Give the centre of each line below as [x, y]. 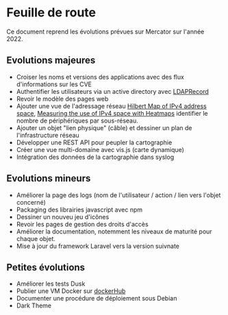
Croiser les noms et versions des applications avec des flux [100, 77]
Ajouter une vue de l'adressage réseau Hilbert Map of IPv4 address [111, 106]
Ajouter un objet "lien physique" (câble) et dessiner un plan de [104, 127]
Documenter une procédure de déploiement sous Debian [97, 299]
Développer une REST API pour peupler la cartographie [94, 142]
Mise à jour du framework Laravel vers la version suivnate [98, 246]
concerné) [31, 202]
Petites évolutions [46, 267]
